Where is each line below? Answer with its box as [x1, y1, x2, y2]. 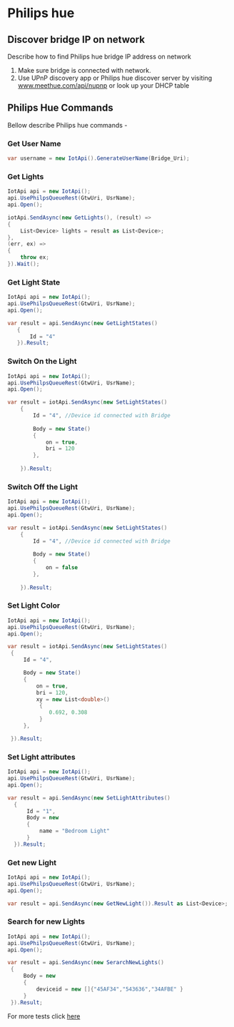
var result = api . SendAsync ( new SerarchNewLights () [7, 959, 164, 966]
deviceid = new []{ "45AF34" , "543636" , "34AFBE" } [36, 986, 183, 993]
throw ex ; [20, 254, 50, 261]
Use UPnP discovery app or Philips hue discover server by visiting [17, 73, 213, 82]
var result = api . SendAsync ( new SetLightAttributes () [7, 794, 171, 802]
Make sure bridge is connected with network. [17, 66, 151, 74]
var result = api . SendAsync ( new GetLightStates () [7, 320, 158, 327]
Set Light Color [7, 601, 61, 610]
